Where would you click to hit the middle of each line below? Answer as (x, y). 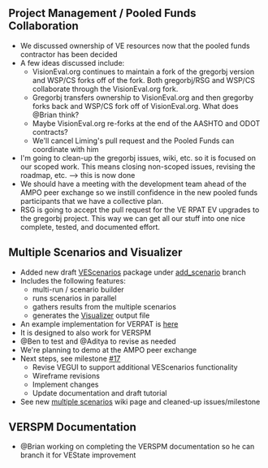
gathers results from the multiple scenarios (104, 306)
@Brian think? (56, 115)
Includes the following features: (73, 280)
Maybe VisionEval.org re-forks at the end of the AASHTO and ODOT (146, 123)
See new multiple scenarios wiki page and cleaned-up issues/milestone (140, 401)
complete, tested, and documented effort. (90, 227)
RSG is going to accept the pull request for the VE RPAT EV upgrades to (140, 210)
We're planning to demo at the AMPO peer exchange (108, 349)
